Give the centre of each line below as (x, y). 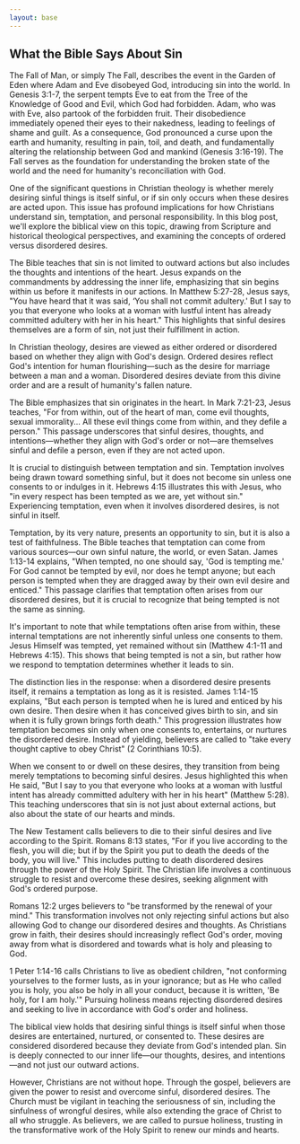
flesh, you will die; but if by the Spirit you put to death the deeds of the (139, 850)
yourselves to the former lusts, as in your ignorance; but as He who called (146, 981)
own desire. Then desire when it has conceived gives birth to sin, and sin (144, 711)
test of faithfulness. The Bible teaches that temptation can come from (137, 542)
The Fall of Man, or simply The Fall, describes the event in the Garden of (142, 75)
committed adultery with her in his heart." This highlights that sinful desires (148, 321)
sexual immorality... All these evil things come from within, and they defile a (148, 422)
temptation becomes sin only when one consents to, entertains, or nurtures (148, 730)
